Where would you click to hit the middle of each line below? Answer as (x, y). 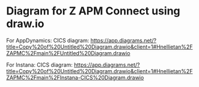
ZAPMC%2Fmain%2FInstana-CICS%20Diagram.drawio (75, 77)
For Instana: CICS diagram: (40, 65)
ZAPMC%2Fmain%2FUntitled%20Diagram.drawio (68, 53)
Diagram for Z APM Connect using (93, 11)
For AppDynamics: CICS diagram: (48, 40)
